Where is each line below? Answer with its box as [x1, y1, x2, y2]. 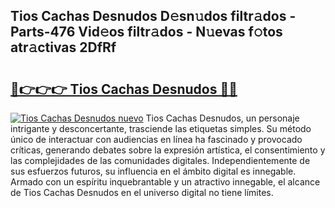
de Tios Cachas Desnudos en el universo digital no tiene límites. [10, 187, 274, 198]
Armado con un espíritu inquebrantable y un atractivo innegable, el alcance [10, 176, 321, 188]
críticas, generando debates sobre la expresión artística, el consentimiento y [10, 144, 326, 156]
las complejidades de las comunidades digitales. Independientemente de [10, 155, 311, 166]
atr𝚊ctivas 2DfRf [10, 39, 117, 56]
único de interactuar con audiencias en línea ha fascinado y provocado [10, 134, 303, 145]
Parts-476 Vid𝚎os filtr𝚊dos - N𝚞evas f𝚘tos [10, 24, 283, 41]
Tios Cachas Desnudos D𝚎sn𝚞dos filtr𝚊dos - [10, 8, 297, 25]
